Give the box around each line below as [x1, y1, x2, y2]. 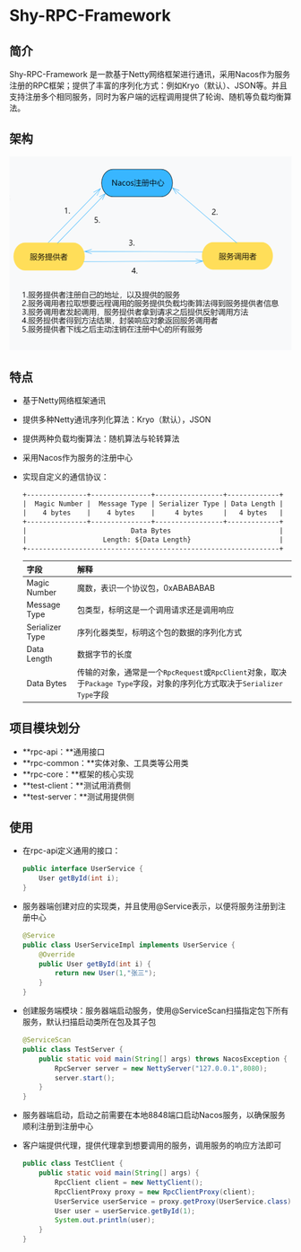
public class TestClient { [21, 1159, 124, 1168]
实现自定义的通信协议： [21, 472, 109, 482]
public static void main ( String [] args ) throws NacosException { [39, 1054, 288, 1063]
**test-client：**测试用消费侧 [21, 780, 132, 790]
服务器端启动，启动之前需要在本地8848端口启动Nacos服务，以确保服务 [21, 1110, 287, 1121]
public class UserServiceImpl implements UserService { [21, 940, 236, 949]
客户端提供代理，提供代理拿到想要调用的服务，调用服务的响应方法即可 [21, 1140, 282, 1151]
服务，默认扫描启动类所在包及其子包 [21, 1017, 157, 1027]
